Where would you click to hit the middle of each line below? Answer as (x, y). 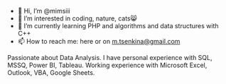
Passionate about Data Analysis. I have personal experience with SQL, (110, 58)
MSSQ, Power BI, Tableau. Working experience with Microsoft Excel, (107, 65)
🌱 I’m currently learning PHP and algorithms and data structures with (118, 26)
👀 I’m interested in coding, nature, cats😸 (77, 18)
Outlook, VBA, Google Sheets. (51, 73)
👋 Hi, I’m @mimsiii (44, 11)
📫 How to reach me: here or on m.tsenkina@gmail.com (99, 41)
